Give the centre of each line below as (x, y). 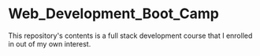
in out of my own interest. (50, 43)
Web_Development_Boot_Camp (113, 14)
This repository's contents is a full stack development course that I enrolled (130, 35)
